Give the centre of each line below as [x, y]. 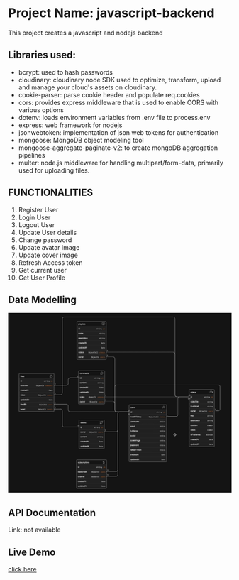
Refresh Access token [50, 262]
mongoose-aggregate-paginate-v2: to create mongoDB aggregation [118, 148]
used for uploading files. [54, 170]
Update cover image [48, 255]
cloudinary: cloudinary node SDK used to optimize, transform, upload [119, 80]
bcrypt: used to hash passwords [65, 72]
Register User [38, 209]
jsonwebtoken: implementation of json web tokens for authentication [118, 132]
